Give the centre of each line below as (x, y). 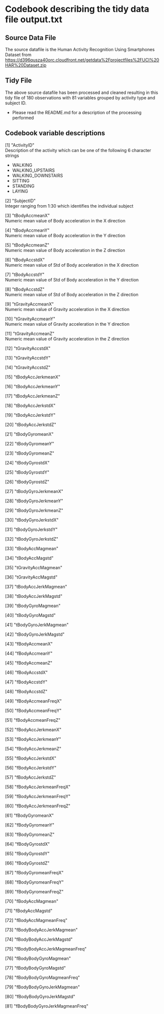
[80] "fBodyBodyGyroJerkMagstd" (40, 996)
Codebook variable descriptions (55, 133)
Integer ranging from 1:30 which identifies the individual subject (69, 206)
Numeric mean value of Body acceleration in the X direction (65, 220)
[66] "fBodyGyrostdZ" (27, 863)
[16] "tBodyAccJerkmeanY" (33, 386)
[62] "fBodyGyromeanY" (30, 825)
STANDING (23, 186)
